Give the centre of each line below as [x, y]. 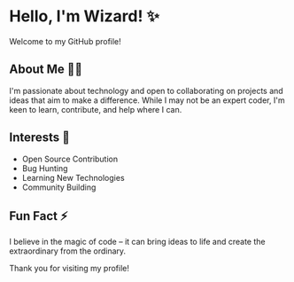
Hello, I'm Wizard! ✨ [85, 16]
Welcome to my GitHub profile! [65, 41]
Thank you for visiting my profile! [70, 269]
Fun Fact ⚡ [39, 216]
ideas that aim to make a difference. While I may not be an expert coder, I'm [147, 100]
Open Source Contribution [70, 159]
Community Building [59, 187]
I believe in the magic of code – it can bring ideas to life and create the [137, 242]
